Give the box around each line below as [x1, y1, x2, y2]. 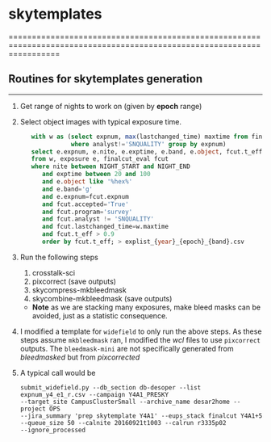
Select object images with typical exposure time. [19, 116, 181, 126]
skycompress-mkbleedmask [31, 284, 127, 295]
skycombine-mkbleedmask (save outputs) [31, 293, 173, 303]
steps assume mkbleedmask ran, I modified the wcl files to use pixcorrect [19, 335, 261, 344]
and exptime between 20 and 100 [41, 170, 151, 179]
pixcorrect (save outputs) [31, 276, 117, 286]
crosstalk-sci [31, 267, 75, 277]
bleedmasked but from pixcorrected [19, 352, 140, 362]
